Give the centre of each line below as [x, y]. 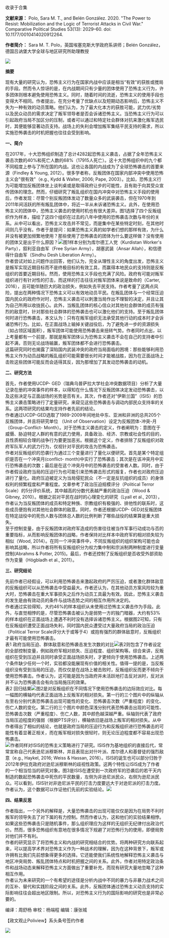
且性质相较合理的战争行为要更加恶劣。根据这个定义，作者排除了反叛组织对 [82, 440]
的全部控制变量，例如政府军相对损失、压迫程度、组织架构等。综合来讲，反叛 [84, 651]
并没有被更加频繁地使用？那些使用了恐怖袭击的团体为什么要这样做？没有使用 [84, 236]
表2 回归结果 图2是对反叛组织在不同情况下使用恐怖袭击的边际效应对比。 [82, 688]
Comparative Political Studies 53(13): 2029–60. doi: [58, 29]
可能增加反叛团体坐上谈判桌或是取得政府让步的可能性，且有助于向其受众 [84, 185]
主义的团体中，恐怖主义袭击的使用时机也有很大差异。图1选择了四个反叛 [83, 211]
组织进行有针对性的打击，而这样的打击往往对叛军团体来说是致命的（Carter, [83, 280]
